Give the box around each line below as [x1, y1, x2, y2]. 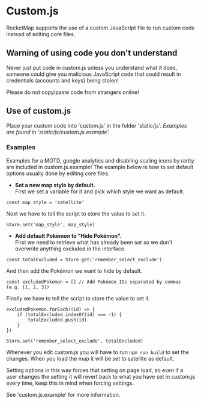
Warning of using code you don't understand [6, 48, 178, 58]
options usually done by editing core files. [6, 170, 110, 177]
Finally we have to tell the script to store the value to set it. [6, 294, 151, 302]
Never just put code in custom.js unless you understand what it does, [6, 64, 178, 71]
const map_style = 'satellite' [6, 199, 85, 205]
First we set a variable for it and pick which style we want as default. [14, 188, 185, 195]
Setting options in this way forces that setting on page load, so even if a [6, 366, 184, 374]
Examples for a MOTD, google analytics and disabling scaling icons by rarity [6, 157, 194, 164]
